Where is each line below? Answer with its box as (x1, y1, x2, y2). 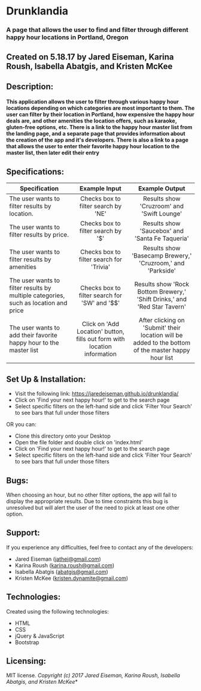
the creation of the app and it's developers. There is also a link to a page (6, 136, 188, 143)
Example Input (80, 184, 121, 193)
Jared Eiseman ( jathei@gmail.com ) (14, 555, 102, 563)
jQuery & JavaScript (14, 632, 65, 639)
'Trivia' (90, 263, 111, 271)
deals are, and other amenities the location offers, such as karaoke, (6, 117, 177, 124)
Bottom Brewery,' (137, 288, 187, 296)
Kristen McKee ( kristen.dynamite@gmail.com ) (14, 575, 129, 582)
